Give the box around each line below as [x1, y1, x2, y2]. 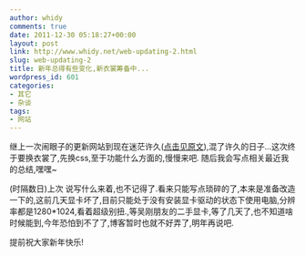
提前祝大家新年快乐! [9, 237, 85, 248]
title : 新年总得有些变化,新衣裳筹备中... [9, 65, 150, 74]
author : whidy [9, 13, 64, 23]
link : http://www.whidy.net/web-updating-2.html [9, 47, 198, 56]
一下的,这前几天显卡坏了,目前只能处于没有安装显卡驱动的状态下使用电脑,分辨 [9, 195, 296, 206]
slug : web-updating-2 [9, 56, 92, 65]
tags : [9, 107, 30, 116]
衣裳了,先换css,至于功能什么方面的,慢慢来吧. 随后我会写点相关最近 [33, 152, 281, 164]
